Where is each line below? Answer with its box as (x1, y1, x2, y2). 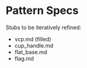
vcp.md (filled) (14, 35, 52, 42)
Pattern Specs (5, 4, 79, 18)
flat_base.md (14, 48, 47, 55)
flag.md (14, 55, 34, 62)
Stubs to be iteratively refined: (5, 24, 82, 31)
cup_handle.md (14, 42, 54, 49)
